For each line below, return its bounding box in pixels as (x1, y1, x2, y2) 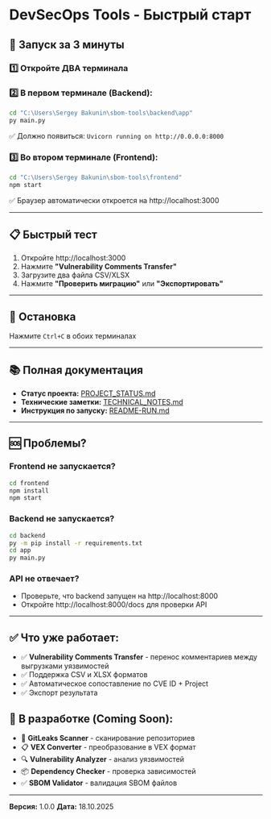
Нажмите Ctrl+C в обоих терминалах (9, 331, 137, 341)
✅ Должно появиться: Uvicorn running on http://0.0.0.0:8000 (9, 131, 224, 140)
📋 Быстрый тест (9, 227, 97, 241)
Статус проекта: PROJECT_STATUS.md (20, 389, 156, 398)
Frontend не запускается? (9, 461, 116, 472)
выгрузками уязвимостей (20, 661, 109, 671)
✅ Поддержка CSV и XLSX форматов (20, 670, 148, 680)
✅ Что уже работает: (9, 630, 119, 644)
